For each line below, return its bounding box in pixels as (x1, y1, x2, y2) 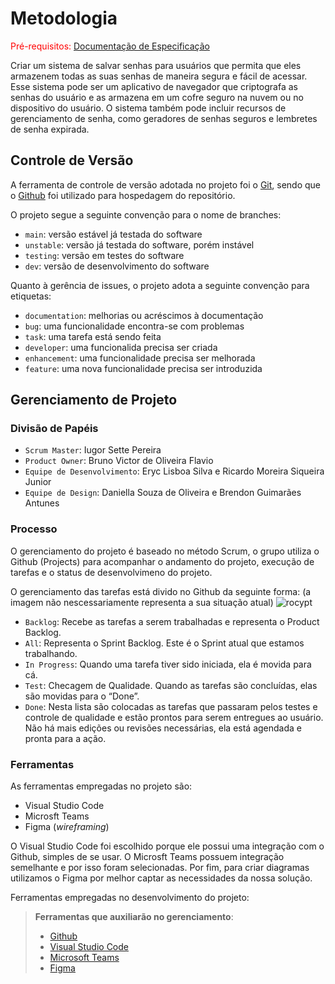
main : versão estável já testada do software (24, 228, 203, 240)
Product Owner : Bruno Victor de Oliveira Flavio (24, 455, 214, 467)
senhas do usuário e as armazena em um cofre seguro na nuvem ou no (10, 91, 304, 103)
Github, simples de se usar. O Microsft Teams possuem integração (10, 851, 285, 863)
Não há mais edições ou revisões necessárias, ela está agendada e (24, 722, 302, 734)
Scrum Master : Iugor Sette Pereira (24, 444, 162, 456)
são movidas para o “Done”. (24, 690, 140, 702)
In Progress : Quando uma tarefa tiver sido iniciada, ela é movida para (24, 658, 312, 670)
